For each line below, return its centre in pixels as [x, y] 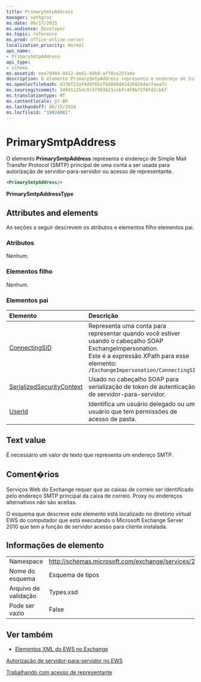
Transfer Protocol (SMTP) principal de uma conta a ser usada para [88, 165]
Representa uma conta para [127, 326]
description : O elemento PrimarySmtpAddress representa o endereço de [96, 79]
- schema [17, 68]
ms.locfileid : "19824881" [38, 112]
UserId [19, 411]
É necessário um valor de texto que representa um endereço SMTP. [90, 455]
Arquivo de [25, 588]
